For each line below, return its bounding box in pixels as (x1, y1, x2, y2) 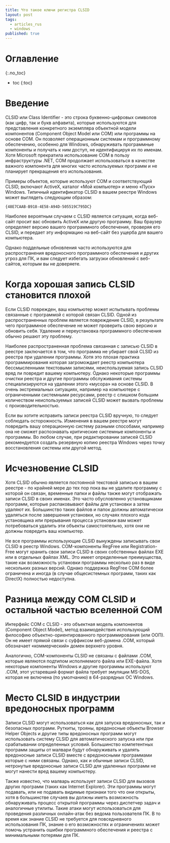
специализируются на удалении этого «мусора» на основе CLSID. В (5, 381, 153, 387)
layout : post (5, 12, 33, 17)
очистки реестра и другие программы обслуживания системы (5, 375, 142, 381)
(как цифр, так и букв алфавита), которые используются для (5, 119, 137, 126)
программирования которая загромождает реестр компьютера (5, 359, 145, 365)
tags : (5, 17, 17, 22)
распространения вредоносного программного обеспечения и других (5, 250, 159, 256)
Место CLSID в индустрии (5, 692, 120, 703)
